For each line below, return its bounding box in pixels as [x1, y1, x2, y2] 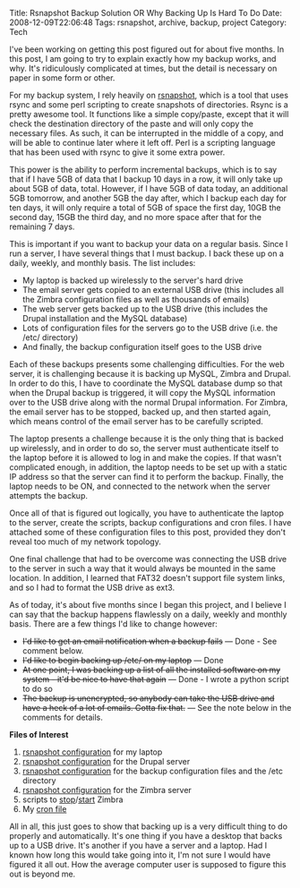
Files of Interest [9, 730, 69, 739]
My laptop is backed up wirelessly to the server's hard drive [21, 275, 244, 286]
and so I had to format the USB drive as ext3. [9, 582, 176, 593]
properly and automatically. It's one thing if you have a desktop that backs [9, 831, 283, 841]
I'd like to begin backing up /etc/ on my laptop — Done [21, 655, 224, 665]
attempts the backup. [9, 491, 88, 500]
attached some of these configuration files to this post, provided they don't [9, 527, 287, 537]
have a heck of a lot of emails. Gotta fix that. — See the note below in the [21, 703, 292, 713]
